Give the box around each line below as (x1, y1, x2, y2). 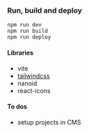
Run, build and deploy (7, 6, 82, 15)
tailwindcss (17, 71, 50, 80)
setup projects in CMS (17, 118, 81, 126)
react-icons (17, 86, 51, 94)
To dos (7, 102, 28, 111)
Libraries (7, 48, 33, 57)
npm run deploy (7, 34, 51, 41)
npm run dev (7, 22, 42, 29)
